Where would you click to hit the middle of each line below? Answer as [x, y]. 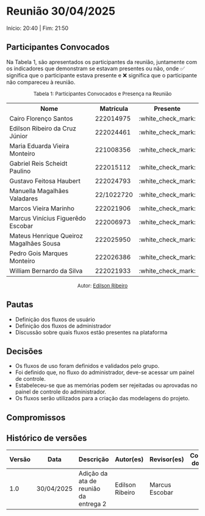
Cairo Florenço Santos [41, 118]
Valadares [24, 198]
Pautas [20, 305]
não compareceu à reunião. [41, 82]
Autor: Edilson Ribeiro [103, 285]
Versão [20, 459]
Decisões [24, 351]
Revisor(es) [167, 459]
